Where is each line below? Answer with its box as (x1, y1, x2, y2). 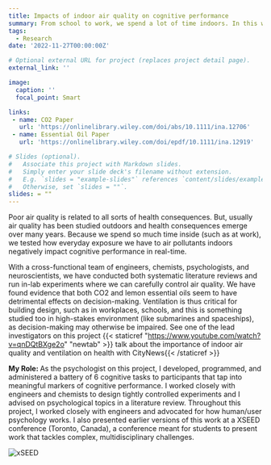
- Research (15, 34, 52, 43)
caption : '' (15, 86, 56, 94)
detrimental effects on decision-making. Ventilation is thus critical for (8, 296, 238, 307)
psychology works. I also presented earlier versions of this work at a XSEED (8, 415, 261, 425)
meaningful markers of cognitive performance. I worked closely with (8, 381, 236, 391)
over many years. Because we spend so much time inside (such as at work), (8, 229, 262, 239)
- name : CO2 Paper (11, 115, 74, 124)
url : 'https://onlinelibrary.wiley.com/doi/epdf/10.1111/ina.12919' (19, 138, 254, 146)
